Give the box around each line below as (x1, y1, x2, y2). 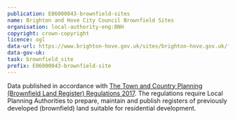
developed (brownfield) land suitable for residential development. (7, 104, 197, 112)
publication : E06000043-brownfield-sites (7, 10, 131, 17)
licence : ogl (7, 36, 46, 43)
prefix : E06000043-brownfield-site (7, 62, 112, 69)
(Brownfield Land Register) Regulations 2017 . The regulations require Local (7, 89, 223, 97)
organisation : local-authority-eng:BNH (7, 23, 124, 30)
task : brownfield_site (7, 56, 74, 63)
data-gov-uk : (7, 50, 46, 57)
